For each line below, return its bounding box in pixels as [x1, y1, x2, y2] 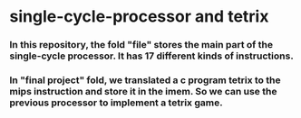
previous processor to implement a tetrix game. [9, 96, 224, 109]
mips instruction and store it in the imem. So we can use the [9, 86, 277, 98]
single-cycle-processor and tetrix [9, 6, 269, 27]
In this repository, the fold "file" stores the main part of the [9, 39, 274, 51]
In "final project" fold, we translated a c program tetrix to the [9, 74, 281, 86]
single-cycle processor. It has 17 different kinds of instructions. [9, 50, 295, 62]
